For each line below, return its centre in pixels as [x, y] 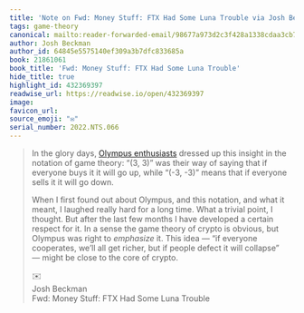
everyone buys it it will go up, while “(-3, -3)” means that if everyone [159, 172]
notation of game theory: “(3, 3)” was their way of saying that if [149, 163]
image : [22, 102]
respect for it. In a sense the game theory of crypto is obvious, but [155, 229]
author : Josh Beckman [50, 43]
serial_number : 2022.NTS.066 [64, 128]
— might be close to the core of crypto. [105, 258]
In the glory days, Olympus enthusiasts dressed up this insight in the [159, 153]
